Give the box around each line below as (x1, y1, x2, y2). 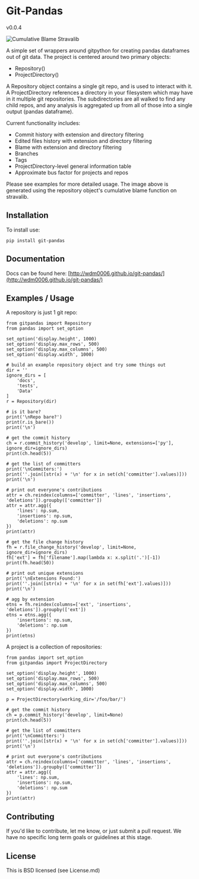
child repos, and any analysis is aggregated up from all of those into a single (6, 101, 193, 108)
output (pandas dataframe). (6, 108, 74, 115)
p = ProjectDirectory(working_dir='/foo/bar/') (6, 696, 127, 703)
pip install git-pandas (6, 237, 65, 243)
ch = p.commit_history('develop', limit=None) (6, 712, 124, 718)
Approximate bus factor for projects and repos (14, 168, 129, 176)
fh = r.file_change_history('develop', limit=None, (6, 545, 137, 550)
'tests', (17, 383, 39, 389)
